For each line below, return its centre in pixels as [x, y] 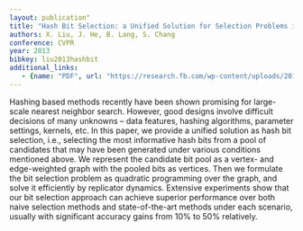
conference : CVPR [42, 43]
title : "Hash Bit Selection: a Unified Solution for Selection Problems [149, 26]
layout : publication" [50, 18]
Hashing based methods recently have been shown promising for [131, 102]
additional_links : [44, 68]
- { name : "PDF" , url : [62, 76]
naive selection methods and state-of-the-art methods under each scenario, [151, 207]
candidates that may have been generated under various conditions [135, 149]
